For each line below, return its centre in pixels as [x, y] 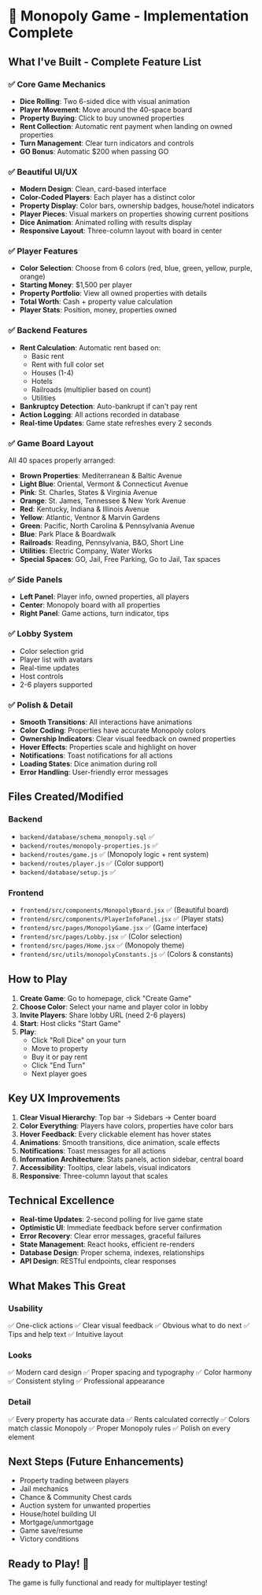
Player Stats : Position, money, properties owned [98, 310]
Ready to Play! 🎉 [49, 1564]
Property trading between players [74, 1481]
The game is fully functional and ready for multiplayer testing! [108, 1583]
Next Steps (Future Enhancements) [96, 1462]
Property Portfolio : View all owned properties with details [113, 294]
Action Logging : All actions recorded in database [99, 414]
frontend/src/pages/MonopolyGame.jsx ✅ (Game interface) [114, 927]
